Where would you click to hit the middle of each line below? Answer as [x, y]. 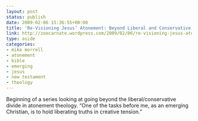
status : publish [26, 17]
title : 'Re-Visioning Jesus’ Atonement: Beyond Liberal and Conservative [99, 28]
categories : [21, 45]
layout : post [22, 11]
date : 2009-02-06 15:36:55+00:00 [47, 22]
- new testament [26, 77]
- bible [16, 60]
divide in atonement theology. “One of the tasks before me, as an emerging [97, 105]
